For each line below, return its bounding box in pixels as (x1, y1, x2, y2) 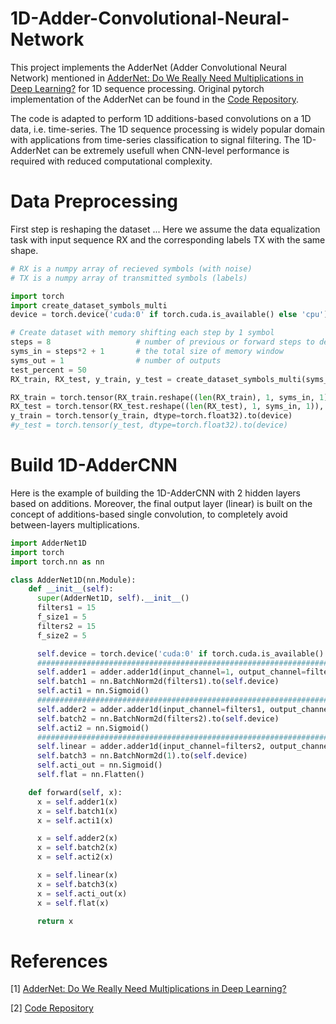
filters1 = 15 (36, 603, 97, 613)
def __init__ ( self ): (28, 584, 114, 594)
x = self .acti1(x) (36, 815, 114, 826)
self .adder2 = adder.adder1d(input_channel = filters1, (36, 704, 267, 714)
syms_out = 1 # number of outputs (10, 355, 222, 366)
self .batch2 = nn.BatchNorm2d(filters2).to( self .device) (36, 713, 280, 724)
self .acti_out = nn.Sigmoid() (36, 760, 163, 771)
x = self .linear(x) (36, 870, 118, 881)
